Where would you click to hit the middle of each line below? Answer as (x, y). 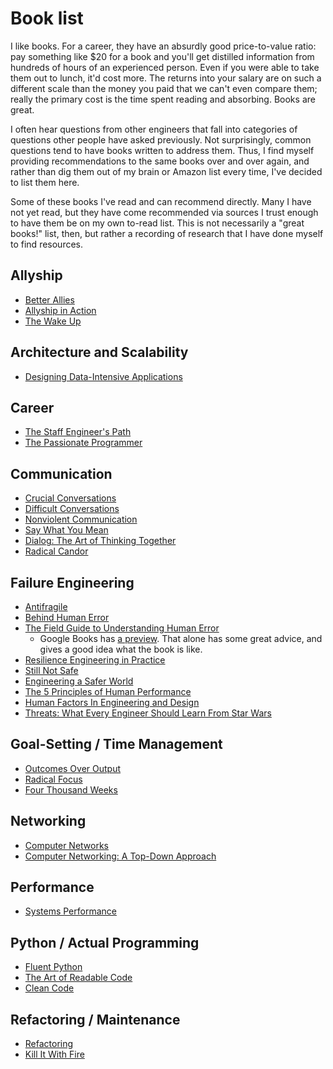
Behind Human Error (67, 617)
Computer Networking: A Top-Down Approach (120, 856)
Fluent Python (53, 967)
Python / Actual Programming (105, 942)
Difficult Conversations (72, 509)
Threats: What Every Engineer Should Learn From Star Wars (148, 713)
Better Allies (49, 299)
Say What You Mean (66, 530)
